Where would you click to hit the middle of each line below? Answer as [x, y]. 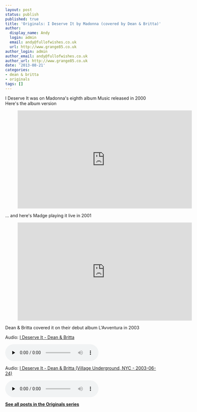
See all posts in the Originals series [42, 404]
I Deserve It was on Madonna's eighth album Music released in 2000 [76, 98]
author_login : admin [27, 51]
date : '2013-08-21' [25, 65]
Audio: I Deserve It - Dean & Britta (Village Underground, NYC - [70, 368]
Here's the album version [31, 103]
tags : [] [14, 84]
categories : [17, 70]
